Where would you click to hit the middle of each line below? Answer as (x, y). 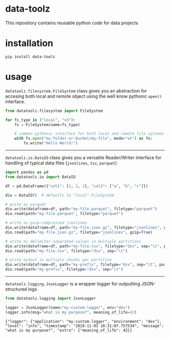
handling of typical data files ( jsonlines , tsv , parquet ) (61, 163)
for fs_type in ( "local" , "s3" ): (40, 120)
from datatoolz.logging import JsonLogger (51, 299)
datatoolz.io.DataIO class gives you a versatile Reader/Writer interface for (83, 158)
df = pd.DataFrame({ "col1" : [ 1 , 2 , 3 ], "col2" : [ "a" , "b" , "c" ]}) (77, 186)
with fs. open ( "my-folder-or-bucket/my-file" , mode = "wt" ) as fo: (83, 139)
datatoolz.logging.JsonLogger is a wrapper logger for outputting (73, 284)
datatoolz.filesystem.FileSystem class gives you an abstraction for (76, 91)
